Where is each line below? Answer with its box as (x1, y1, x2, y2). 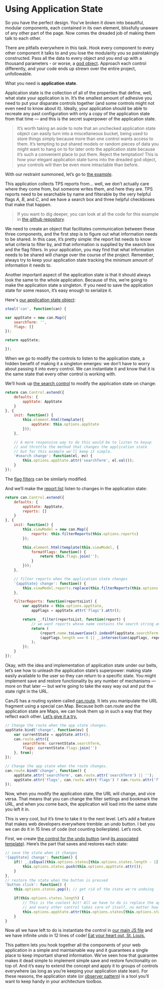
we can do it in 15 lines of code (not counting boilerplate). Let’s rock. (5, 826, 143, 832)
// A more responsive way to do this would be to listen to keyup (14, 440, 152, 445)
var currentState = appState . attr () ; (14, 732, 91, 737)
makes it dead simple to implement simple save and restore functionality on (5, 958, 157, 964)
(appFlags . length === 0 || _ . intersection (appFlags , (40, 635, 150, 640)
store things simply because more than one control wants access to (17, 136, 154, 142)
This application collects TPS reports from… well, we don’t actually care (5, 180, 149, 187)
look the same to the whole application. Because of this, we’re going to (5, 277, 147, 283)
